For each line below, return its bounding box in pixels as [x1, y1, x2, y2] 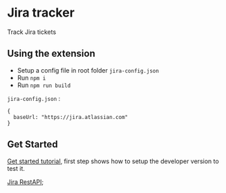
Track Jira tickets [7, 28, 57, 36]
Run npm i [17, 73, 46, 82]
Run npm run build [17, 81, 71, 89]
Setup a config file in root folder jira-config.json [17, 66, 159, 74]
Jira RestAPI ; [7, 178, 44, 186]
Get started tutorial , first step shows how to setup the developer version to [7, 157, 219, 165]
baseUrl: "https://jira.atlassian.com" [13, 113, 129, 120]
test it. [7, 164, 26, 172]
